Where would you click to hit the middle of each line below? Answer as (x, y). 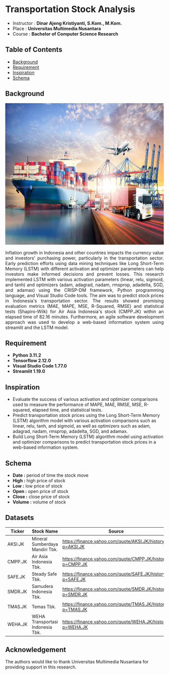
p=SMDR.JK (75, 594)
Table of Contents (34, 50)
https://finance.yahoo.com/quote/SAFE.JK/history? (115, 574)
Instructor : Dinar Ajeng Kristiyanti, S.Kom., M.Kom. (67, 23)
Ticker (18, 531)
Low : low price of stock (37, 486)
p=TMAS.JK (75, 609)
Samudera (43, 586)
